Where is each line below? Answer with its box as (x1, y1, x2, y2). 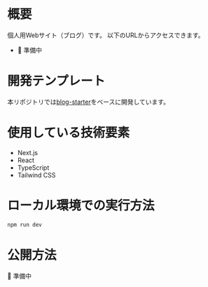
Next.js (17, 148, 39, 156)
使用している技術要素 (7, 125, 130, 141)
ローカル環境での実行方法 (7, 198, 155, 213)
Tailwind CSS (17, 171, 56, 179)
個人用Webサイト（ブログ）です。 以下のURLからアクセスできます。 (7, 31, 204, 39)
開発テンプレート (7, 73, 106, 89)
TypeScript (17, 163, 50, 172)
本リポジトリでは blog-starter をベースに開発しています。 (7, 98, 170, 106)
